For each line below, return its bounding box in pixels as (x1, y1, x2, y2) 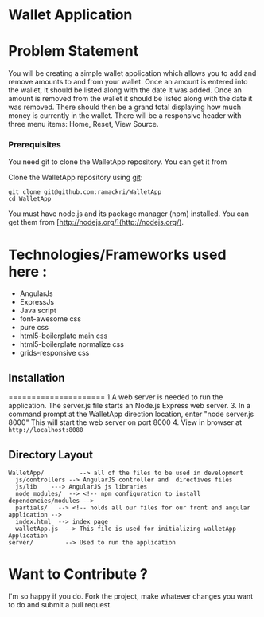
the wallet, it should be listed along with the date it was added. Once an (8, 85, 243, 95)
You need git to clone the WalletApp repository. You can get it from (8, 157, 227, 167)
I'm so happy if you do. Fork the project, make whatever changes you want (8, 591, 253, 601)
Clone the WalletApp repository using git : (8, 173, 143, 183)
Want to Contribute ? (8, 565, 149, 584)
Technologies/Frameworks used (8, 246, 227, 264)
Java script (19, 305, 57, 316)
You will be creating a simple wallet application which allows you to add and (8, 69, 257, 78)
